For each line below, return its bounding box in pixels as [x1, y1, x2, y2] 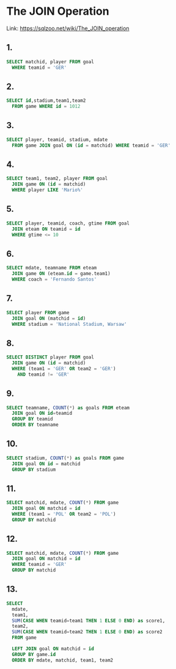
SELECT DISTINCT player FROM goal [6, 354, 95, 360]
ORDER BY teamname [12, 422, 59, 428]
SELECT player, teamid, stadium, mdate [6, 136, 108, 142]
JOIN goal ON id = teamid [12, 410, 72, 417]
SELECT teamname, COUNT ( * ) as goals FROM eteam [6, 404, 130, 411]
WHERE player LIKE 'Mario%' [12, 187, 84, 193]
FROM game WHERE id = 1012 [12, 103, 81, 110]
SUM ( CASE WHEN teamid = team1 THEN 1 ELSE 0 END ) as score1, [12, 617, 166, 624]
